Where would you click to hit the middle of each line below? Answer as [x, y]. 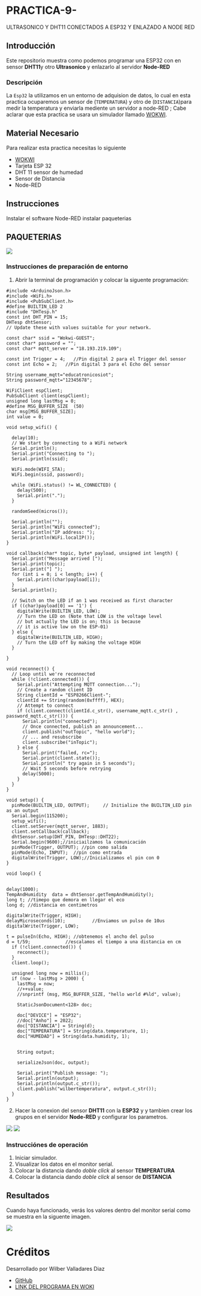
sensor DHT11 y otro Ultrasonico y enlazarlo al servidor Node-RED [88, 67]
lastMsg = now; [36, 984]
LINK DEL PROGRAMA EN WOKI [55, 1286]
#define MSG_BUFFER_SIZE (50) [45, 406]
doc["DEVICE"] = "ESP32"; [49, 1015]
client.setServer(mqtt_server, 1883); [60, 826]
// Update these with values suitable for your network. [79, 328]
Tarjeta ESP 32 [33, 166]
